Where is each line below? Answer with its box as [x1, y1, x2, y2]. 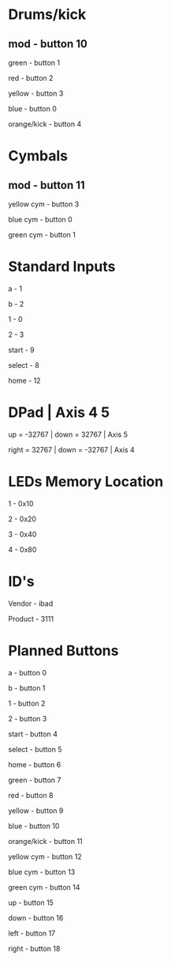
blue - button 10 [8, 821, 60, 830]
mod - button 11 [8, 178, 85, 191]
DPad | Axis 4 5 [8, 403, 110, 422]
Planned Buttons [8, 641, 119, 660]
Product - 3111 [8, 614, 54, 623]
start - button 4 [8, 729, 58, 739]
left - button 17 [8, 928, 56, 938]
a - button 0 [8, 668, 47, 677]
